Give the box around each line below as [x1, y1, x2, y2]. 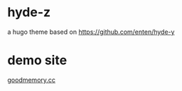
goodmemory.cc [7, 75, 55, 84]
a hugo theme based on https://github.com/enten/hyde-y [7, 28, 175, 36]
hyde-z [7, 4, 51, 20]
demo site [7, 52, 68, 68]
